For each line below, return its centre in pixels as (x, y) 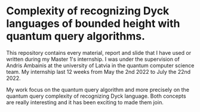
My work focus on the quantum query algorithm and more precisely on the (98, 89)
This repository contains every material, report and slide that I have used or (99, 52)
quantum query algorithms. (76, 36)
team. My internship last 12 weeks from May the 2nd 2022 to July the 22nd (99, 71)
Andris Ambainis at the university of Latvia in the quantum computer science (100, 65)
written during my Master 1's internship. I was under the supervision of (93, 59)
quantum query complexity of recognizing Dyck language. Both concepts (96, 96)
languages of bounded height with (93, 24)
